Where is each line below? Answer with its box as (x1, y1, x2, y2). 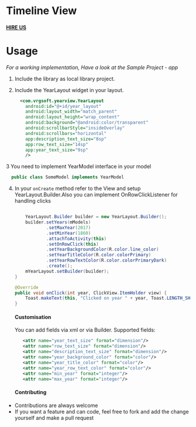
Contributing (14, 389, 47, 396)
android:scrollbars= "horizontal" (25, 130, 107, 136)
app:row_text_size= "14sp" (25, 141, 89, 147)
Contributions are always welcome (14, 402, 98, 409)
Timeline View (6, 4, 77, 18)
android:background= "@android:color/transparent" (25, 120, 149, 126)
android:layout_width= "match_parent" (25, 109, 118, 115)
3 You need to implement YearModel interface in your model (6, 163, 152, 170)
